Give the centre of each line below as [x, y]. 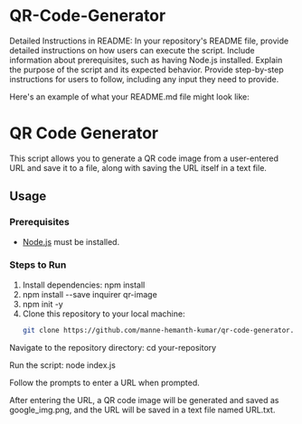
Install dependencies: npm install [84, 285]
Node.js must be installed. [71, 241]
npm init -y [42, 304]
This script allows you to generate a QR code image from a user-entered [144, 158]
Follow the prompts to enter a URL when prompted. [105, 382]
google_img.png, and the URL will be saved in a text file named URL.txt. [142, 410]
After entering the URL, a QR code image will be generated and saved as [144, 400]
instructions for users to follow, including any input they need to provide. [144, 79]
